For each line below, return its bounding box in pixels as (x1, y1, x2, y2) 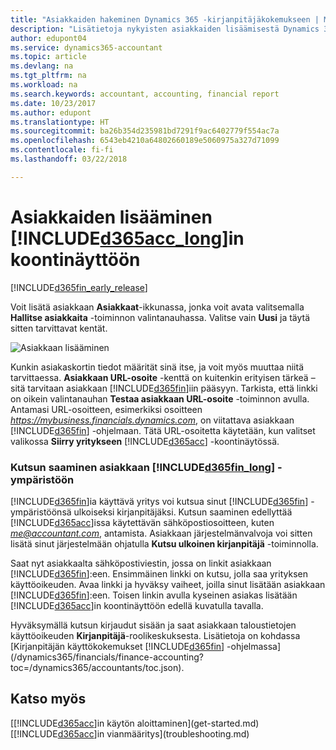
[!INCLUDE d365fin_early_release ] (10, 281, 148, 293)
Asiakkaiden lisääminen (10, 206, 213, 228)
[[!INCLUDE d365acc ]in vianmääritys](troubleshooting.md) (10, 727, 250, 740)
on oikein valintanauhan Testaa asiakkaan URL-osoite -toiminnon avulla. (10, 392, 310, 405)
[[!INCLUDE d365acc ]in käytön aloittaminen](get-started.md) (10, 717, 260, 729)
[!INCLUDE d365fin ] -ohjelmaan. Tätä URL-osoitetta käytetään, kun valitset (10, 424, 316, 436)
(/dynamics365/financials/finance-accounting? (10, 651, 204, 663)
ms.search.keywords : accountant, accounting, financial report (10, 89, 280, 99)
